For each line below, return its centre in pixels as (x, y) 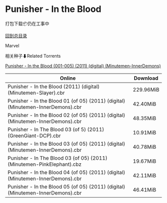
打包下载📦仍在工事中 (27, 23)
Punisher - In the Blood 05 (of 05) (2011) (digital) (66, 187)
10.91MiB (145, 132)
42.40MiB (145, 104)
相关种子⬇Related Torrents (33, 56)
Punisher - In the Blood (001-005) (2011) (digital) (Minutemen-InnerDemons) (83, 66)
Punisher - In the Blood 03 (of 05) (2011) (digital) (66, 144)
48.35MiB (145, 118)
